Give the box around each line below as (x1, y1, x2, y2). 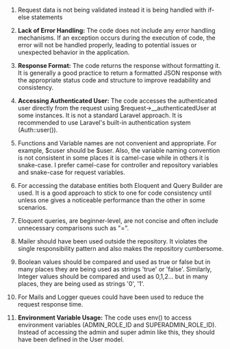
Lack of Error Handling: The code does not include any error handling (17, 27, 216, 34)
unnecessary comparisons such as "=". (17, 224, 129, 232)
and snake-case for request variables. (17, 168, 125, 176)
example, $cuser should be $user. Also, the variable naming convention (17, 147, 220, 154)
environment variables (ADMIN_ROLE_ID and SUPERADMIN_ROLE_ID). (17, 321, 217, 328)
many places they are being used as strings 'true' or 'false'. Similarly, (17, 265, 212, 273)
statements (31, 13, 63, 21)
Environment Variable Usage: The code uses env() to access (17, 313, 192, 322)
